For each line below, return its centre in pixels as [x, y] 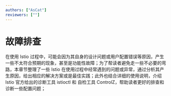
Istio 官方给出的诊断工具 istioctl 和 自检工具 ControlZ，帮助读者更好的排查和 [85, 82]
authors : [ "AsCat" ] [26, 10]
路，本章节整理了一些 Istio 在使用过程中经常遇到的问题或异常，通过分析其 [82, 69]
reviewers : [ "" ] [22, 15]
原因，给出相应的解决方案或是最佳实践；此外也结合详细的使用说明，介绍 [86, 76]
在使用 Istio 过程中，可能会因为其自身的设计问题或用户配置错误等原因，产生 [85, 57]
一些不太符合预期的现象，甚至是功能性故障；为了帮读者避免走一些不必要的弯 [86, 63]
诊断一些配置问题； [26, 89]
